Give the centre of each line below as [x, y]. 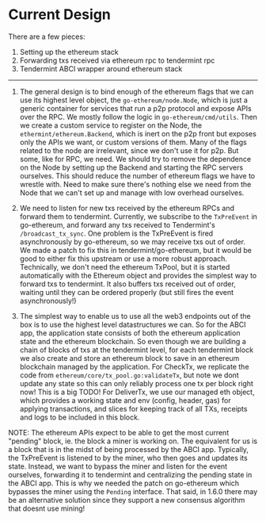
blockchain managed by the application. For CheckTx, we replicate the [134, 366]
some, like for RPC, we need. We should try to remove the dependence [135, 159]
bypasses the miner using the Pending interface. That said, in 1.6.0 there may [133, 491]
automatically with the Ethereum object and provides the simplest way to [138, 275]
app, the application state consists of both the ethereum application [130, 333]
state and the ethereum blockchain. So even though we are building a [133, 341]
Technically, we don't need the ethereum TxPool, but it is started [125, 266]
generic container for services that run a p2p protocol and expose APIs [135, 108]
